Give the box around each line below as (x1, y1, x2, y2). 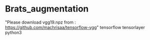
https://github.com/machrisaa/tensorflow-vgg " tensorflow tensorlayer (5, 24, 145, 30)
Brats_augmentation (5, 3, 89, 14)
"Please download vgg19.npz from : (5, 19, 76, 25)
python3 (5, 29, 22, 35)
